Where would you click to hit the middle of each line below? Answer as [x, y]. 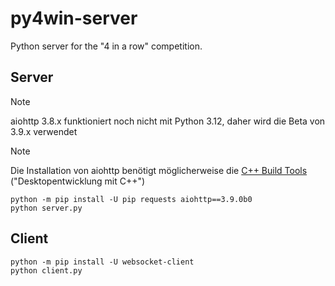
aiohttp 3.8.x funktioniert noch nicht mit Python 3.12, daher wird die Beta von [168, 121]
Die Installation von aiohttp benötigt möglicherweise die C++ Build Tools [159, 170]
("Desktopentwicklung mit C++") [78, 181]
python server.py [46, 208]
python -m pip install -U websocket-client [102, 262]
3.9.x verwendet [44, 131]
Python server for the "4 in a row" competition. [106, 46]
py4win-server [74, 18]
